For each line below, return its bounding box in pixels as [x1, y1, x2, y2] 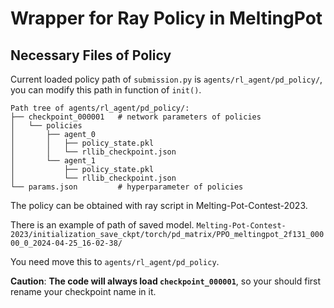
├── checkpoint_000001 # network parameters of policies [10, 112, 262, 122]
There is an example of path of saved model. [10, 219, 195, 231]
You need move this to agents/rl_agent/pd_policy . [10, 256, 220, 267]
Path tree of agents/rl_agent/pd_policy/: [10, 103, 190, 113]
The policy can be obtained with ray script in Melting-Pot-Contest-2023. [10, 200, 308, 211]
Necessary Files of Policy [10, 47, 172, 64]
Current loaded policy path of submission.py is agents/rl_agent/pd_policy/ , [10, 73, 323, 85]
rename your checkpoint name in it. [10, 286, 157, 297]
